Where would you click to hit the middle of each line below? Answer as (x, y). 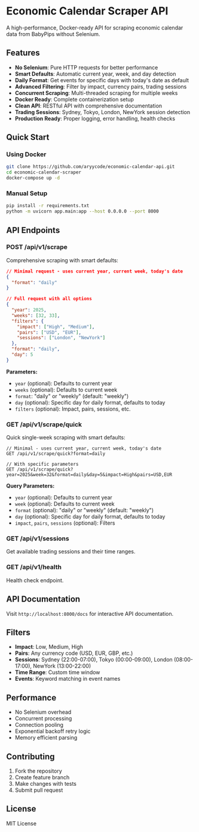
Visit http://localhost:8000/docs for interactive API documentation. (90, 613)
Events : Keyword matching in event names (68, 679)
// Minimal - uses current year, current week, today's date (84, 448)
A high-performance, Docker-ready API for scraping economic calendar (95, 28)
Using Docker (26, 154)
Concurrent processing (43, 719)
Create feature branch (42, 777)
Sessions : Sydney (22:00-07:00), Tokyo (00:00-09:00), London (94, 660)
